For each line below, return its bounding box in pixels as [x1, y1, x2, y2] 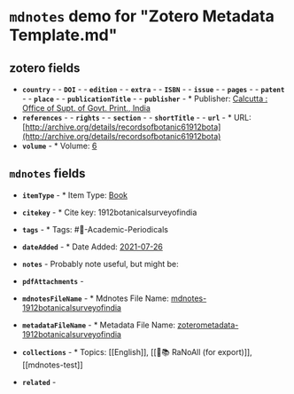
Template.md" [9, 25, 118, 45]
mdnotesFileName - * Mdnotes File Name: [21, 293, 170, 303]
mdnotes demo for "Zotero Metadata [9, 6, 275, 27]
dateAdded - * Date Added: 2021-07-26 [21, 241, 164, 252]
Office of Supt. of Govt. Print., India [21, 103, 151, 113]
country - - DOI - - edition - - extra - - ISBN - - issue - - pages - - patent [21, 84, 285, 94]
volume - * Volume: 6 [21, 140, 97, 151]
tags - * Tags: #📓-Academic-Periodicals [21, 224, 168, 234]
